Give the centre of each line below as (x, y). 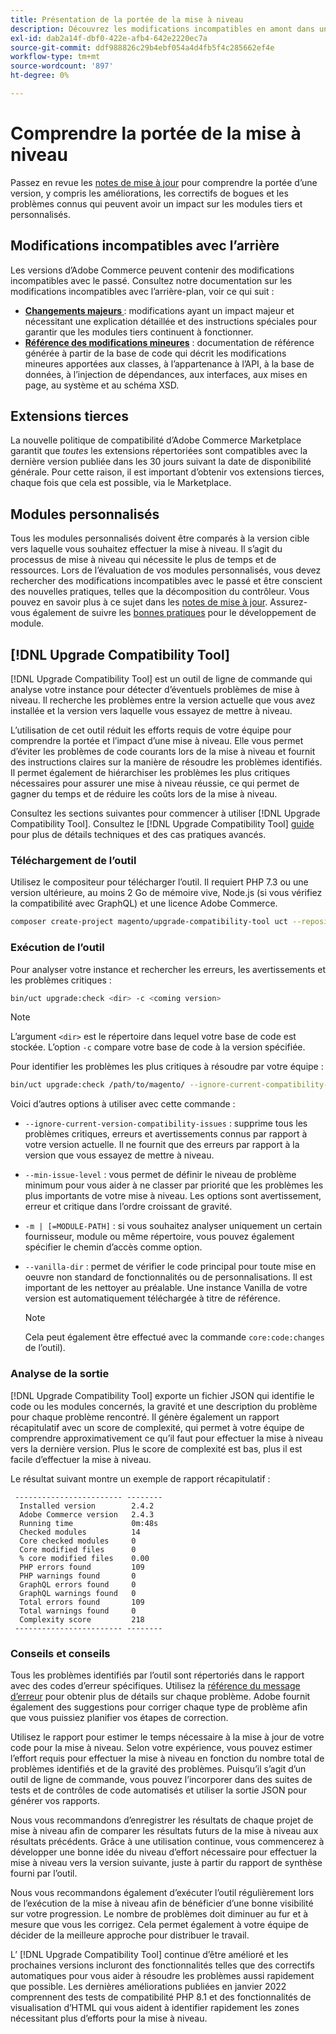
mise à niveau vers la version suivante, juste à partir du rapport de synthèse (166, 1862)
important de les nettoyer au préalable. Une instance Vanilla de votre (166, 1288)
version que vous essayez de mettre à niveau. (119, 1155)
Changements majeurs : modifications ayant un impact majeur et (159, 310)
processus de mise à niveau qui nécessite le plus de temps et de (143, 560)
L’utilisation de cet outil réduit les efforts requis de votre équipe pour (151, 730)
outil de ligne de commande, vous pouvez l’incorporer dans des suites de (161, 1779)
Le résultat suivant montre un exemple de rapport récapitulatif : (140, 1478)
